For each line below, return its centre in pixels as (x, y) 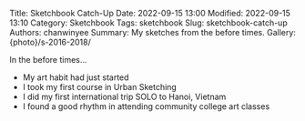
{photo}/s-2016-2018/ (50, 42)
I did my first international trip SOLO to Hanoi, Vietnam (124, 96)
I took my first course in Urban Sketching (100, 87)
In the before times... (48, 60)
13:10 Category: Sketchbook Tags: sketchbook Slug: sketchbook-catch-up (149, 23)
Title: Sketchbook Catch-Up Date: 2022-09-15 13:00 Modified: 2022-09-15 (150, 13)
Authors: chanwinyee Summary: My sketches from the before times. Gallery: (152, 32)
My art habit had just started (76, 77)
